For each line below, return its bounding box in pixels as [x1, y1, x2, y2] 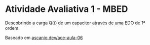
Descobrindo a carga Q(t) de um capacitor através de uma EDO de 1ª [5, 20, 146, 26]
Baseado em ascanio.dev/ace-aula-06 [5, 35, 83, 41]
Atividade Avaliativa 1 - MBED [5, 3, 128, 15]
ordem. [5, 25, 20, 31]
